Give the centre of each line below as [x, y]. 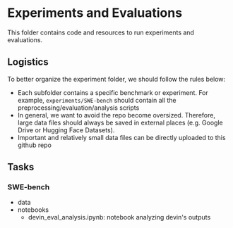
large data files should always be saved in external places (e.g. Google [120, 122]
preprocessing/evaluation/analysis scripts [78, 108]
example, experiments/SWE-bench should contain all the [97, 100]
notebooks [33, 210]
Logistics [28, 62]
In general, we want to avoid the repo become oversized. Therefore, [116, 115]
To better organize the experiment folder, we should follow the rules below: [116, 79]
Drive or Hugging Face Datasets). [66, 130]
